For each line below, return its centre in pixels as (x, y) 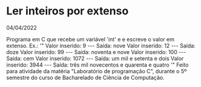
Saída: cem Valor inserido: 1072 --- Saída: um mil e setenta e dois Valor (95, 58)
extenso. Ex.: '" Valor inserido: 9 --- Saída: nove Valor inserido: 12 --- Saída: (101, 46)
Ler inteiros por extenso (68, 11)
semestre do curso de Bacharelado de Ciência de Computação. (85, 77)
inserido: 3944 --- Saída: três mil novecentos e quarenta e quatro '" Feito (97, 65)
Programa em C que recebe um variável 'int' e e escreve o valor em (90, 39)
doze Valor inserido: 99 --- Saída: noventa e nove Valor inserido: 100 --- (96, 52)
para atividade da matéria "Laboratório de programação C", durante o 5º (97, 71)
